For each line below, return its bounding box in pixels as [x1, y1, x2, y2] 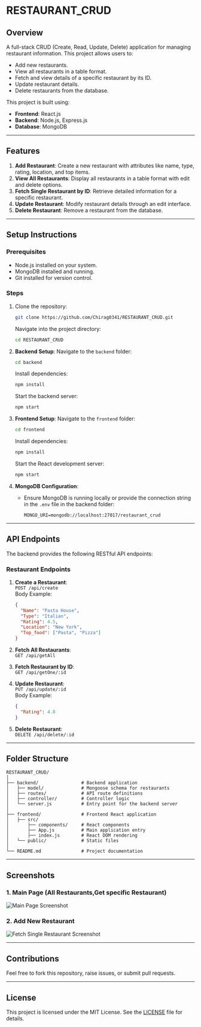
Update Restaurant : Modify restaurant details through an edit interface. [14, 200, 191, 207]
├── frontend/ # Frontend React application [6, 811, 157, 817]
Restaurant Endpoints [6, 565, 71, 574]
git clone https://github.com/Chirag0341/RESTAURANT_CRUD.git [14, 314, 173, 320]
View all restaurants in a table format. [14, 68, 107, 75]
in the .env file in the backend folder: [23, 500, 115, 507]
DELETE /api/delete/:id [14, 732, 75, 738]
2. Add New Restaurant [6, 917, 75, 926]
